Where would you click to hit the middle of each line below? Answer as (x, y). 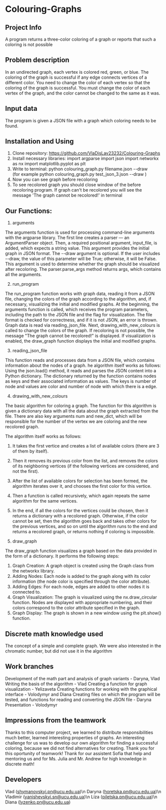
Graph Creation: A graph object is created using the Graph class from (83, 566)
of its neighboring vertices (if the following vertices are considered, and (85, 466)
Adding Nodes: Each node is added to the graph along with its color (81, 576)
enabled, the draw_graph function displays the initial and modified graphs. (81, 341)
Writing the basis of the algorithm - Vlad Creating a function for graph (76, 684)
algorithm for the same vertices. (45, 501)
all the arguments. (24, 275)
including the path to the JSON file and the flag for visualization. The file (79, 315)
